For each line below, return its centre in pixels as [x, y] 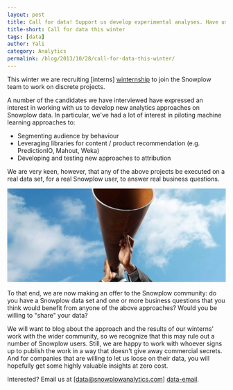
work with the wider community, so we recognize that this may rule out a [111, 336]
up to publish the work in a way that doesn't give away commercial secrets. [115, 350]
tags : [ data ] [26, 37]
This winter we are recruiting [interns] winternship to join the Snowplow [109, 79]
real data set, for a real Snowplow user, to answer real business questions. [113, 179]
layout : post [26, 15]
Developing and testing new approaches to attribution [94, 158]
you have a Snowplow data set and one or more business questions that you [116, 300]
